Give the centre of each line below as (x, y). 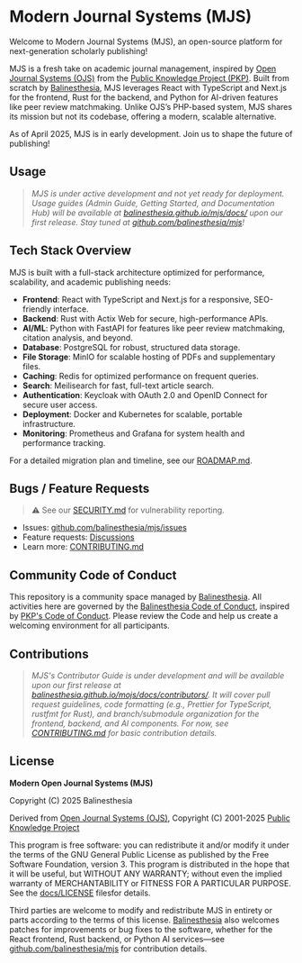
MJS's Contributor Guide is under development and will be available (158, 676)
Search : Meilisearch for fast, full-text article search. (118, 386)
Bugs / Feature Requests (80, 488)
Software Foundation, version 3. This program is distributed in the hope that (150, 864)
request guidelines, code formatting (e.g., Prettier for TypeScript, (151, 704)
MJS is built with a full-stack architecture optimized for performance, (137, 272)
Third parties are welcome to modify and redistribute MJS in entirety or (141, 910)
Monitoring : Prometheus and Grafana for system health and (133, 433)
